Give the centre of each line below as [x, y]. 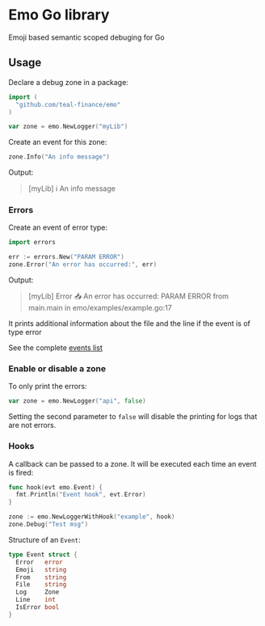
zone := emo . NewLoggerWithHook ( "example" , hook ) [92, 517]
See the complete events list [55, 348]
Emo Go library [59, 15]
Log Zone [38, 592]
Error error [39, 562]
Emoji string [41, 569]
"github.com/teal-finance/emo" [68, 104]
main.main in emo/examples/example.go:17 [100, 308]
